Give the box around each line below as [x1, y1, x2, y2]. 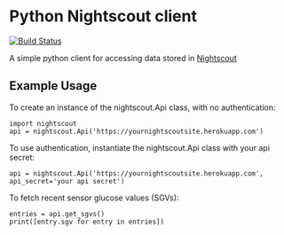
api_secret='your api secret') [9, 176, 125, 185]
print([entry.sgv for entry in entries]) [9, 217, 165, 226]
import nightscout [9, 119, 77, 128]
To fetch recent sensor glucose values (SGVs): [9, 192, 179, 203]
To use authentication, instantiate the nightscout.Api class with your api [9, 142, 271, 153]
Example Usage [9, 78, 98, 94]
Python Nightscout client [9, 6, 198, 27]
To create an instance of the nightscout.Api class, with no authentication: [9, 102, 277, 113]
